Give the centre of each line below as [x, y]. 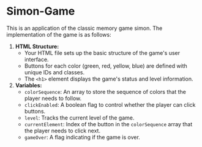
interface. [36, 59]
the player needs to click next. [62, 131]
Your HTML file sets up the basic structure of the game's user [102, 52]
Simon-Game [41, 11]
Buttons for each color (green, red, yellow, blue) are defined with [106, 66]
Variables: [28, 85]
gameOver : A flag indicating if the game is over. [82, 137]
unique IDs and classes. [54, 72]
